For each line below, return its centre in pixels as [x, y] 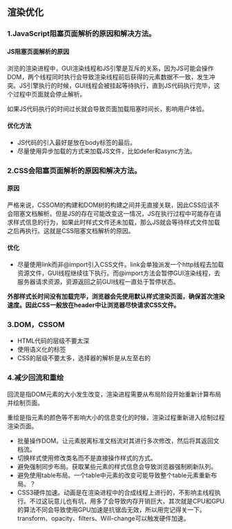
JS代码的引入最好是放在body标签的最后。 [77, 142]
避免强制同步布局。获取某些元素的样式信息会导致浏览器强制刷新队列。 [117, 466]
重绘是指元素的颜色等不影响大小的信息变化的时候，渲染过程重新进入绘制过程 [116, 417]
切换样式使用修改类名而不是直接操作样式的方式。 [87, 458]
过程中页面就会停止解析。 [49, 94]
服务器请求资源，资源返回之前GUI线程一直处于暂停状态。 [98, 282]
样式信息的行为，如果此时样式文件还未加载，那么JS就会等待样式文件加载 [116, 222]
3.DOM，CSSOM [36, 324]
